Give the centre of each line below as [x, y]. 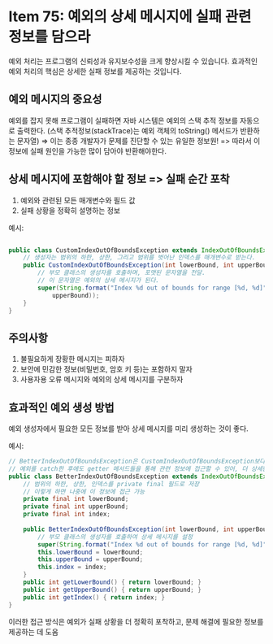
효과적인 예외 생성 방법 [62, 407]
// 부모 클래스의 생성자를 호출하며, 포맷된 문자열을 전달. [121, 273]
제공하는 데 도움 [34, 632]
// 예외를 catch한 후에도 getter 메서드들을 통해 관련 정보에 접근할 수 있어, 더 [128, 468]
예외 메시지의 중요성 [55, 100]
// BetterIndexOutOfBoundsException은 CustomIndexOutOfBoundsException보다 [137, 461]
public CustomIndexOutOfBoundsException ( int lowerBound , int [128, 265]
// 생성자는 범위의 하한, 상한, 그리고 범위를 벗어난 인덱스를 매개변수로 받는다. [139, 258]
